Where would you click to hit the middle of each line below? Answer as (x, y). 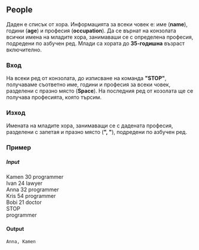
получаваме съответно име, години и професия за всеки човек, (88, 85)
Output (15, 228)
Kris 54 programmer (31, 196)
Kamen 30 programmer (35, 177)
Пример (19, 148)
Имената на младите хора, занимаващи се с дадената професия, (90, 126)
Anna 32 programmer (33, 190)
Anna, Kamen (21, 242)
